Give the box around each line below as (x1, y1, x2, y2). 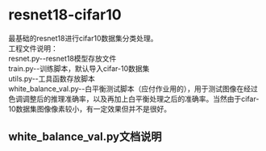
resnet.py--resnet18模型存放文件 (8, 53, 117, 63)
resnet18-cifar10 (8, 6, 123, 24)
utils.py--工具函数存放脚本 (8, 73, 95, 83)
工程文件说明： (8, 43, 58, 53)
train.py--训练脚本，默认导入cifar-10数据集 (8, 63, 150, 73)
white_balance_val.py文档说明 (8, 130, 162, 144)
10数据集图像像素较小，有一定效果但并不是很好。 (8, 103, 172, 114)
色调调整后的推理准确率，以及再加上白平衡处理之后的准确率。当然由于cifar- (8, 94, 260, 103)
